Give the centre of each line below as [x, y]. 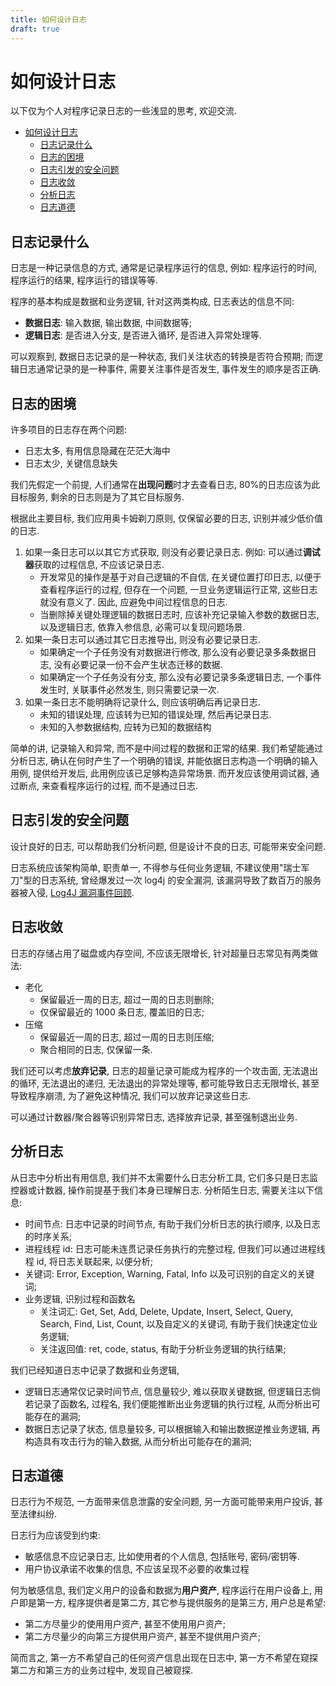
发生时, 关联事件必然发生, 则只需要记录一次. [129, 690]
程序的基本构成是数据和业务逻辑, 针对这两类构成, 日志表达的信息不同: [152, 302]
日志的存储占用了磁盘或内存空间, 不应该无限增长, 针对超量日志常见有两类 [160, 953]
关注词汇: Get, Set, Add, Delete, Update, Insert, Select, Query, [166, 1311]
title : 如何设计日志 [48, 19]
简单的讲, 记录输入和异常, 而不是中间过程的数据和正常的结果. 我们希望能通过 [166, 748]
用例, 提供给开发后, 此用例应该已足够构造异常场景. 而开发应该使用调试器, [159, 773]
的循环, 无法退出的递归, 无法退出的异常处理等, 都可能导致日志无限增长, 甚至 [165, 1083]
